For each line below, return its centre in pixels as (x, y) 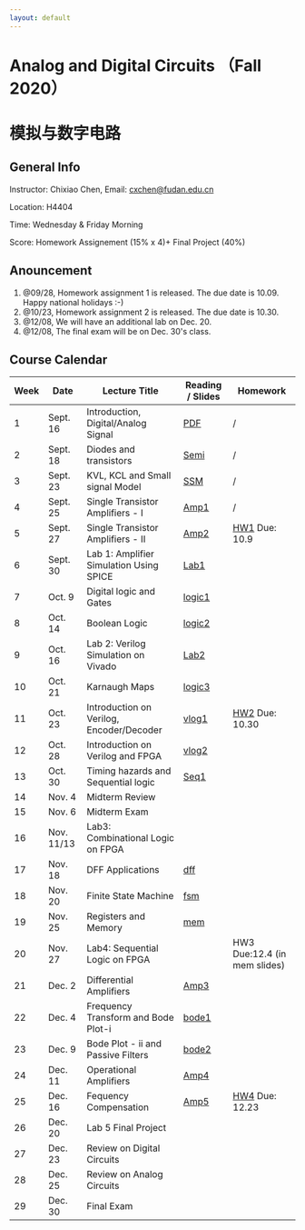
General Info (45, 168)
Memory (104, 928)
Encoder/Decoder (124, 730)
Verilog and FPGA (124, 756)
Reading (204, 385)
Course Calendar (59, 360)
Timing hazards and (129, 771)
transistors (109, 461)
